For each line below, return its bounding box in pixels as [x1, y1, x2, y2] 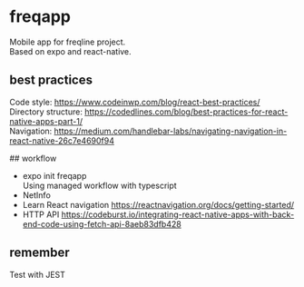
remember [9, 245, 70, 261]
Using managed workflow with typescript [22, 180, 177, 191]
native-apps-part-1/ [9, 115, 83, 126]
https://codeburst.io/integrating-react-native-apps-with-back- [61, 209, 295, 220]
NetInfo [22, 189, 52, 201]
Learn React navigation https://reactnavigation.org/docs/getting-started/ [22, 199, 295, 210]
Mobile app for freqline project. [9, 36, 126, 47]
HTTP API [22, 209, 60, 220]
